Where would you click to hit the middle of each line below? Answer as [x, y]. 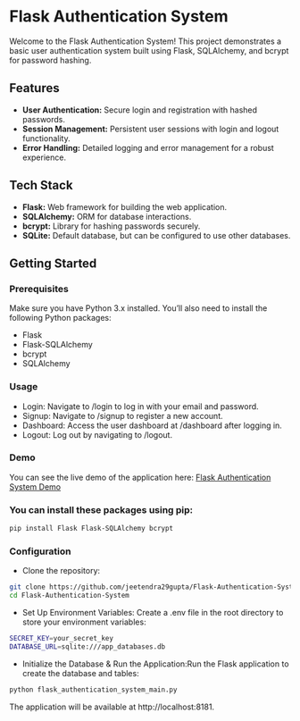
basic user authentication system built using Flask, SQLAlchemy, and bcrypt [149, 50]
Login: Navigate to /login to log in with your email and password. [140, 406]
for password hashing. [50, 60]
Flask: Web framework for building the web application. [125, 206]
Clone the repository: [61, 571]
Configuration [40, 551]
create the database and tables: [81, 673]
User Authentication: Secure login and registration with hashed [139, 110]
